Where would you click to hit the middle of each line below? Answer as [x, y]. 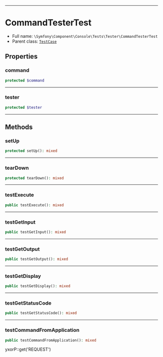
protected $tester [24, 107]
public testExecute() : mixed [34, 205]
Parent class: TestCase [34, 41]
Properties [21, 57]
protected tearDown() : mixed [34, 178]
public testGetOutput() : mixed [37, 259]
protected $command [25, 81]
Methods [19, 127]
